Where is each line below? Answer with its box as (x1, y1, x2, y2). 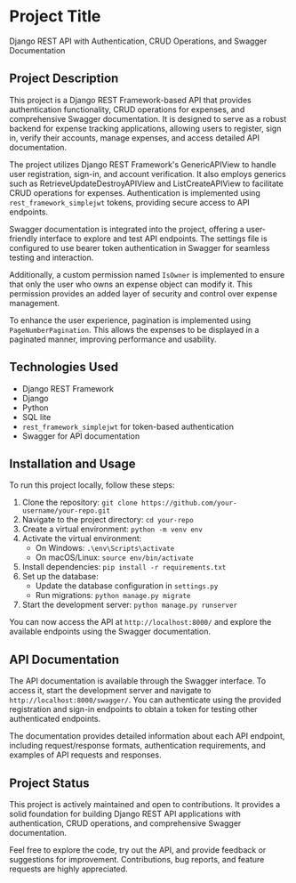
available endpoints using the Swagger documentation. (9, 626, 212, 637)
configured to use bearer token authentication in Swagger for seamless (9, 242, 271, 253)
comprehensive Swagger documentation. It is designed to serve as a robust (9, 113, 287, 124)
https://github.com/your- (140, 498, 237, 508)
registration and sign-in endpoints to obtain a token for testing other (9, 704, 258, 715)
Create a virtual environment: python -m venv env (21, 523, 203, 535)
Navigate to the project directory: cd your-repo (21, 514, 194, 525)
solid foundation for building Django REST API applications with (9, 808, 242, 819)
